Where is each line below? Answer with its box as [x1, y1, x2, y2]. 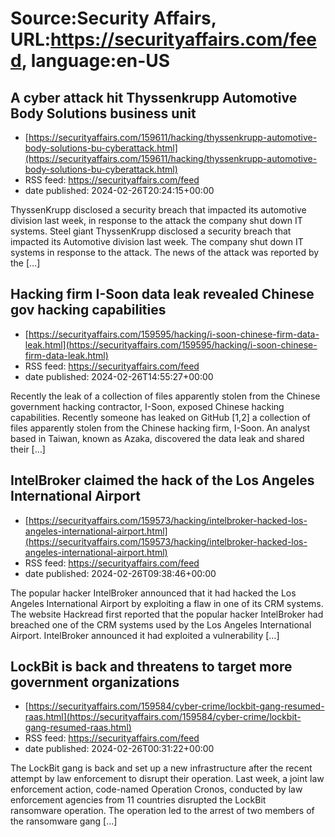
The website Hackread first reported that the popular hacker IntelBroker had [10, 608, 324, 620]
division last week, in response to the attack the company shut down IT [10, 215, 303, 226]
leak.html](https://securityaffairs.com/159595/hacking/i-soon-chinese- [24, 338, 318, 351]
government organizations [10, 674, 180, 691]
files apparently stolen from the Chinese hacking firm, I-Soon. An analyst [10, 422, 311, 434]
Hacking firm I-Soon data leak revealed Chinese [10, 286, 315, 303]
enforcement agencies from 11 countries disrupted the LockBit [10, 794, 267, 806]
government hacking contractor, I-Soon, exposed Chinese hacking [10, 400, 285, 412]
